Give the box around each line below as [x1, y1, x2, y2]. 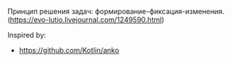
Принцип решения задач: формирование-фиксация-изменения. [7, 7, 225, 16]
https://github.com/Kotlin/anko [18, 46, 120, 54]
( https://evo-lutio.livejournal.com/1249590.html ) [7, 15, 164, 24]
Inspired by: [7, 31, 47, 39]
